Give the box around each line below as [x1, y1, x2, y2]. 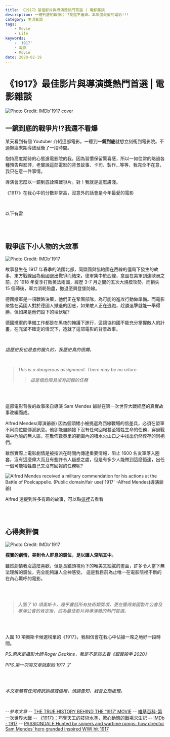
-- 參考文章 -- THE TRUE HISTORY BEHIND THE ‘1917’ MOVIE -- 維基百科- [5, 708, 158, 714]
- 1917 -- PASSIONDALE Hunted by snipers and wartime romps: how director [5, 720, 164, 726]
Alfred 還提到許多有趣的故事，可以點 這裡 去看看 [5, 496, 104, 502]
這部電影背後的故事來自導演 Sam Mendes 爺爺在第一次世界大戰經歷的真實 [5, 403, 159, 409]
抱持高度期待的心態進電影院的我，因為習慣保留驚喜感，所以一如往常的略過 [5, 155, 160, 162]
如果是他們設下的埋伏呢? [18, 308, 70, 315]
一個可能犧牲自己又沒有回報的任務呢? [5, 463, 83, 469]
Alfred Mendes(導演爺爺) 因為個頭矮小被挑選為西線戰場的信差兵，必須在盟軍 [5, 420, 165, 426]
